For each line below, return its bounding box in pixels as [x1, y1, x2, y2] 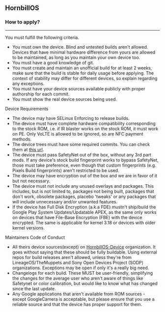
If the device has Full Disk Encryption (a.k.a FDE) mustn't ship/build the [12, 204, 156, 210]
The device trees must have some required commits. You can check [12, 141, 150, 147]
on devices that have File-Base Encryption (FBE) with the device [12, 214, 142, 220]
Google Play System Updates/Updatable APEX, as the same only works [12, 209, 157, 215]
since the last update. [12, 285, 56, 291]
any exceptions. [12, 81, 45, 86]
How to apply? [5, 19, 40, 26]
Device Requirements [5, 106, 49, 112]
